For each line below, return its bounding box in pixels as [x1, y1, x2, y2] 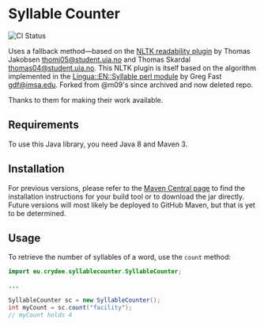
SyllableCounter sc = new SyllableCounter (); [8, 296, 160, 305]
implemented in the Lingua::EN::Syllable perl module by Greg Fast [8, 71, 222, 81]
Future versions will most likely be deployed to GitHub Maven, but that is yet [8, 200, 255, 210]
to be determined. [8, 208, 66, 218]
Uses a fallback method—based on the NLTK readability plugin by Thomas [8, 46, 251, 55]
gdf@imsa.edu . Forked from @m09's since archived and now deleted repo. [8, 80, 254, 89]
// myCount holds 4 [8, 310, 73, 319]
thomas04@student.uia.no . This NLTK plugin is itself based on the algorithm [8, 63, 257, 72]
